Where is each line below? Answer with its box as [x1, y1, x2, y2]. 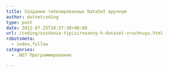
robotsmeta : [6, 36, 35, 42]
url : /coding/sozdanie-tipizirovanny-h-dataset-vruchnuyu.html [6, 30, 164, 36]
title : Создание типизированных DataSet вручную [6, 8, 127, 15]
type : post [6, 19, 33, 25]
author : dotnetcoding [6, 14, 59, 20]
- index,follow [11, 42, 49, 47]
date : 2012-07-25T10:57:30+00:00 [6, 25, 88, 31]
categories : [6, 47, 35, 53]
